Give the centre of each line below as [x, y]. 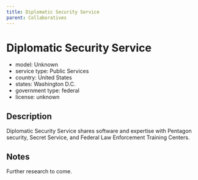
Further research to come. [39, 171]
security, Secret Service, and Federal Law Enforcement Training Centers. [98, 137]
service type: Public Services [52, 71]
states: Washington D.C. [45, 84]
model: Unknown [37, 65]
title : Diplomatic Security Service [53, 12]
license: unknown [37, 97]
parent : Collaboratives [37, 18]
